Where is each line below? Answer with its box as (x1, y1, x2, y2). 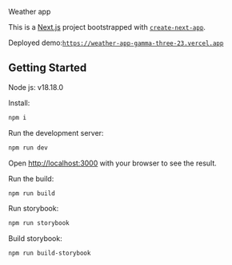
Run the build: (8, 173, 54, 183)
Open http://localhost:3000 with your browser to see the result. (8, 158, 218, 168)
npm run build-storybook (8, 249, 91, 258)
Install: (8, 98, 30, 108)
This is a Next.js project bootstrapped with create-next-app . (8, 22, 206, 31)
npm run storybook (8, 219, 70, 227)
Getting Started (8, 61, 87, 75)
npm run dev (8, 144, 48, 152)
